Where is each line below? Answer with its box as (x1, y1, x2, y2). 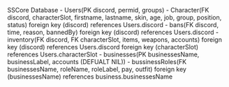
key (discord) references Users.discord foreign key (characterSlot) (7, 43, 199, 51)
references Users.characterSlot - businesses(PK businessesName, (7, 50, 200, 58)
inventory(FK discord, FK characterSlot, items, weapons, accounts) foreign (7, 35, 222, 44)
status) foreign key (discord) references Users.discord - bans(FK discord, (7, 21, 219, 29)
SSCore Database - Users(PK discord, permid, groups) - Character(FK (7, 6, 209, 14)
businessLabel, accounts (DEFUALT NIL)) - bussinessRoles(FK (7, 58, 187, 65)
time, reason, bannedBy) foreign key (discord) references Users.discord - (7, 28, 219, 36)
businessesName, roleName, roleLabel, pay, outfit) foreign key (7, 65, 187, 73)
